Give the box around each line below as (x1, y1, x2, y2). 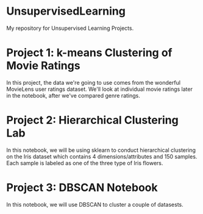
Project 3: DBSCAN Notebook (6, 181, 158, 194)
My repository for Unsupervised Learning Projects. (6, 24, 134, 32)
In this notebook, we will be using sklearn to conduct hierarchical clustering (6, 146, 196, 154)
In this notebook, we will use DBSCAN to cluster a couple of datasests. (6, 201, 184, 208)
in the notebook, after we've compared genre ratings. (6, 91, 140, 99)
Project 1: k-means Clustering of (6, 46, 173, 60)
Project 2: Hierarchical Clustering (6, 113, 179, 127)
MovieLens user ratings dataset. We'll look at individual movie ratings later (6, 85, 193, 93)
